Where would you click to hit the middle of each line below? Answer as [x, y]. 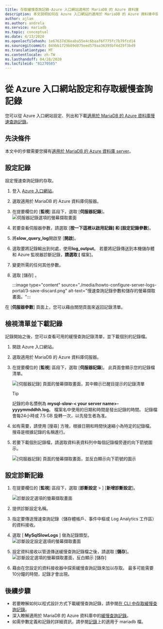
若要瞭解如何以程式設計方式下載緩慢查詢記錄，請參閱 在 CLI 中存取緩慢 [82, 604]
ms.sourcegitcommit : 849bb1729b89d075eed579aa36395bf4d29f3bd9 [70, 46]
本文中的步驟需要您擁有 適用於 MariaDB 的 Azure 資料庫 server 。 [69, 151]
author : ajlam [19, 18]
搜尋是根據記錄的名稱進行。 [40, 432]
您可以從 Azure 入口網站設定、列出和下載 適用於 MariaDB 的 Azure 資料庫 [78, 116]
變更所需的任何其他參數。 [38, 265]
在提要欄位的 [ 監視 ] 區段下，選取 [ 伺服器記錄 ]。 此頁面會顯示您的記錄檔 [83, 367]
